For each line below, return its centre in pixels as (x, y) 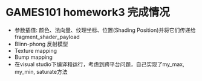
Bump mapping (33, 57)
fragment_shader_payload (47, 37)
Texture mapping (36, 50)
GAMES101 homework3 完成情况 (88, 12)
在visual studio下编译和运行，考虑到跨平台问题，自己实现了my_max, (99, 64)
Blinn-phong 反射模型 (41, 44)
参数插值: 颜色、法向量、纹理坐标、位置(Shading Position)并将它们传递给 (105, 30)
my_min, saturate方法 (41, 71)
